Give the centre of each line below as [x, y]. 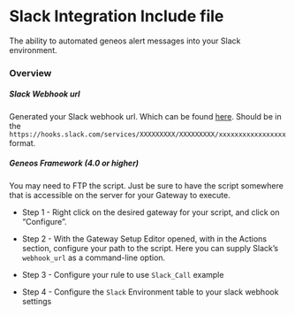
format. [23, 142]
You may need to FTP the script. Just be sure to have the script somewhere [147, 185]
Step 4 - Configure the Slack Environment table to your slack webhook [150, 292]
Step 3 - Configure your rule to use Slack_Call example [123, 274]
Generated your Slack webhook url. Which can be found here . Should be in [145, 116]
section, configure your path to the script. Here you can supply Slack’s [150, 248]
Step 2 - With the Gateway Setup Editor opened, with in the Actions [144, 238]
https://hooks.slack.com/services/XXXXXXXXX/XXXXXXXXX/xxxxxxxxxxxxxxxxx [148, 134]
